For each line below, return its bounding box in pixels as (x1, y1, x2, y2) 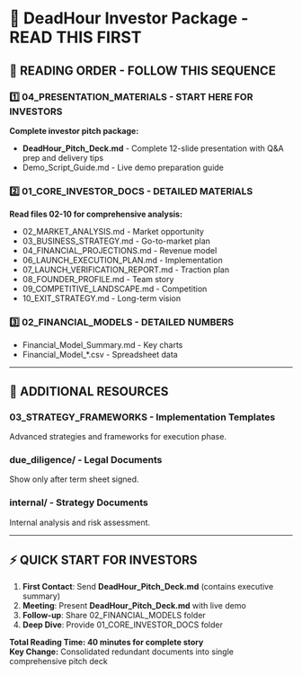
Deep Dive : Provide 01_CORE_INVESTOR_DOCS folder (22, 619, 223, 630)
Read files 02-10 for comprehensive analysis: (9, 209, 182, 219)
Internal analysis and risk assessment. (9, 517, 151, 528)
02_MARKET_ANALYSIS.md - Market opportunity (22, 226, 205, 237)
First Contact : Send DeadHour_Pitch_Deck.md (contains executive (22, 581, 274, 591)
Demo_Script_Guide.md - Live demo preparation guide (22, 162, 225, 173)
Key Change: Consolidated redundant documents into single (9, 646, 234, 657)
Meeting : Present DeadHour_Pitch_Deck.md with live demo (22, 600, 247, 610)
